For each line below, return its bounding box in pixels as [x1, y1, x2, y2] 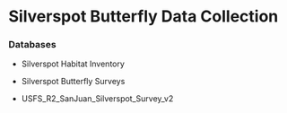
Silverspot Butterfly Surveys [21, 76, 126, 87]
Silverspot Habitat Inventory [21, 58, 125, 69]
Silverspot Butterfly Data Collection [8, 6, 279, 27]
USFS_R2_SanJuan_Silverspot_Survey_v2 [21, 93, 174, 104]
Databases [8, 39, 57, 51]
